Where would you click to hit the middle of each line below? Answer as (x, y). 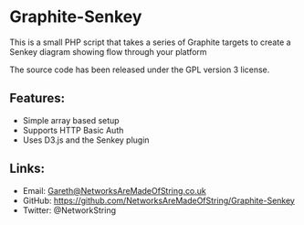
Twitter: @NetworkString (69, 210)
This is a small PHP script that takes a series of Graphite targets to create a (150, 42)
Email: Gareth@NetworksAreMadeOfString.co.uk (115, 190)
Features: (37, 98)
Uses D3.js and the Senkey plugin (86, 140)
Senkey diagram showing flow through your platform (108, 51)
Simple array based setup (71, 120)
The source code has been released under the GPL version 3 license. (140, 70)
